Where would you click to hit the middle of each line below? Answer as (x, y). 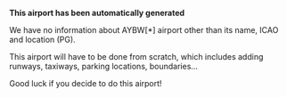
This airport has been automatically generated (97, 13)
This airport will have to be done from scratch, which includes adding (136, 57)
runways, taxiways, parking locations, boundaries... (104, 66)
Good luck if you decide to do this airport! (86, 83)
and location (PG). (42, 40)
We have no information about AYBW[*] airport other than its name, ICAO (144, 30)
